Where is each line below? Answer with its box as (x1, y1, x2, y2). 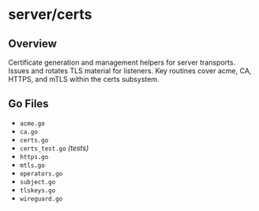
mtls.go (19, 161, 45, 169)
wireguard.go (19, 194, 63, 202)
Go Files (8, 97, 49, 111)
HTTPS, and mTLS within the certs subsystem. (8, 75, 160, 83)
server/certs (8, 6, 92, 24)
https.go (19, 153, 49, 161)
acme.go (19, 120, 45, 128)
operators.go (19, 169, 63, 178)
